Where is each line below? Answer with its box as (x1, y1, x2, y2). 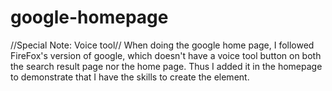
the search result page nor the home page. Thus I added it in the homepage (10, 60, 323, 72)
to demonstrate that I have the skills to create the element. (10, 71, 250, 83)
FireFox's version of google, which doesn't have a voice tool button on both (10, 49, 322, 61)
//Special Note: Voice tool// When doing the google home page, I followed (10, 39, 315, 51)
